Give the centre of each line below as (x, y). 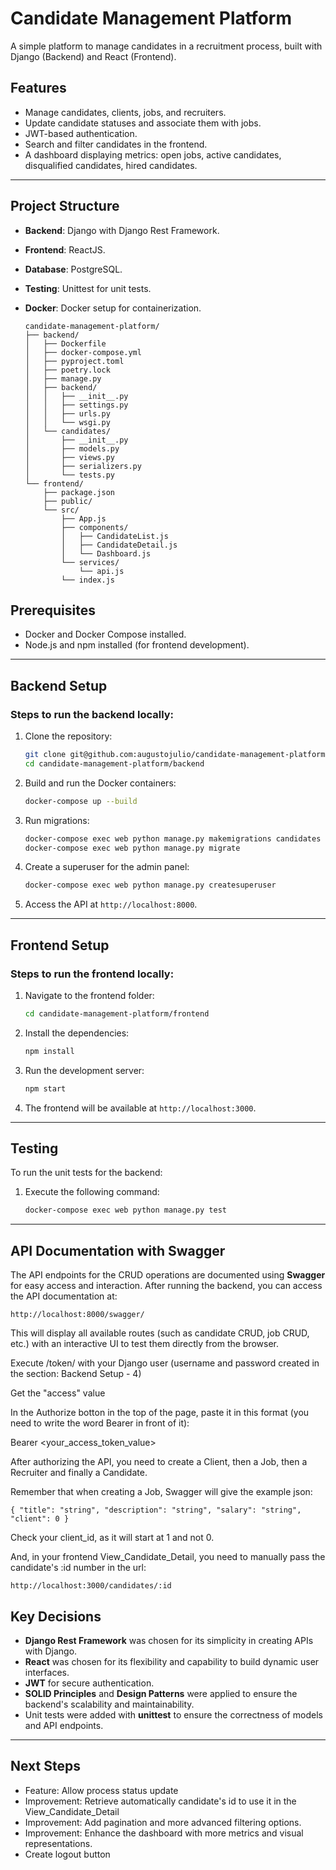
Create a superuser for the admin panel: (107, 867)
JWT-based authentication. (81, 133)
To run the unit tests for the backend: (86, 1173)
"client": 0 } (40, 1519)
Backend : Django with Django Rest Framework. (122, 230)
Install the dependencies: (77, 1033)
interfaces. (47, 1672)
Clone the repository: (68, 736)
